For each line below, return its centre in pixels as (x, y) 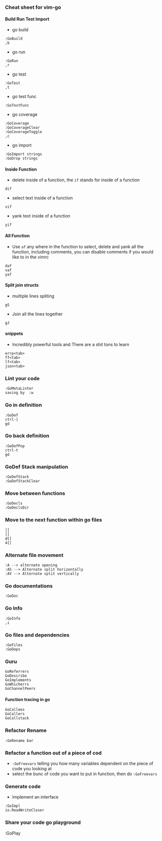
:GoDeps (13, 649)
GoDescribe (16, 676)
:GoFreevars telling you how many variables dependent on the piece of (83, 763)
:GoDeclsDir (17, 508)
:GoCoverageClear (23, 128)
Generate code (23, 786)
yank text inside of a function (41, 216)
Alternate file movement (34, 555)
